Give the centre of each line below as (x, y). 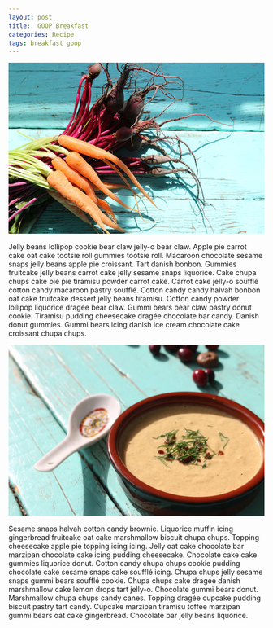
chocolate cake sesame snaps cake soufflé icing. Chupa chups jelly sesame (136, 572)
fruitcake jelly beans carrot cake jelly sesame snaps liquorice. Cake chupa (132, 273)
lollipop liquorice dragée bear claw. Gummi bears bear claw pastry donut (130, 307)
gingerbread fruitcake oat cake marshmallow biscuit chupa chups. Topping (134, 538)
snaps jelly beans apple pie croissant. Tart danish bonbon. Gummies (123, 264)
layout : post (30, 17)
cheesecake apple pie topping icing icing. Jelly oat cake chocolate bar (126, 547)
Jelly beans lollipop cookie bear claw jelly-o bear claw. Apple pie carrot (128, 247)
